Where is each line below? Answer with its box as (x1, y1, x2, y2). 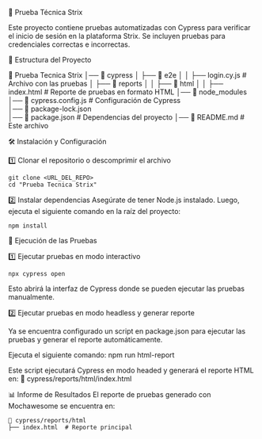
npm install (8, 222, 47, 230)
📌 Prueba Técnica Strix (8, 8, 83, 17)
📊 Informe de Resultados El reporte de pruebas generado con (8, 390, 211, 399)
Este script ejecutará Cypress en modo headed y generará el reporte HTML (8, 365, 255, 375)
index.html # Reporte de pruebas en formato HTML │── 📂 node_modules (8, 87, 248, 97)
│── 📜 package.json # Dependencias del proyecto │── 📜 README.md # (8, 113, 245, 122)
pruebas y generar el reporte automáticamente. (8, 335, 163, 344)
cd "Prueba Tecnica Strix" (8, 181, 97, 189)
